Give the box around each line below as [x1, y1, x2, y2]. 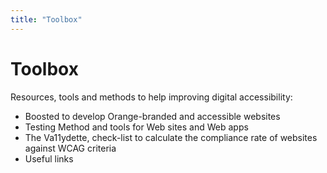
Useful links [24, 152, 74, 165]
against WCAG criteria [24, 142, 117, 154]
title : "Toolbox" [10, 14, 83, 25]
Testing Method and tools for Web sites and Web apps [24, 121, 249, 133]
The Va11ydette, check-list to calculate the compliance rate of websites [24, 131, 318, 143]
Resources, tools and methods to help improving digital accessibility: [10, 91, 293, 103]
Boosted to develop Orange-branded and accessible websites [24, 110, 281, 122]
